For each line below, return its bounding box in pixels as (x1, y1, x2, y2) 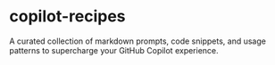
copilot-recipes (9, 6, 127, 27)
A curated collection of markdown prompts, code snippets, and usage (9, 36, 266, 46)
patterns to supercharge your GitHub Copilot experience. (9, 45, 219, 55)
